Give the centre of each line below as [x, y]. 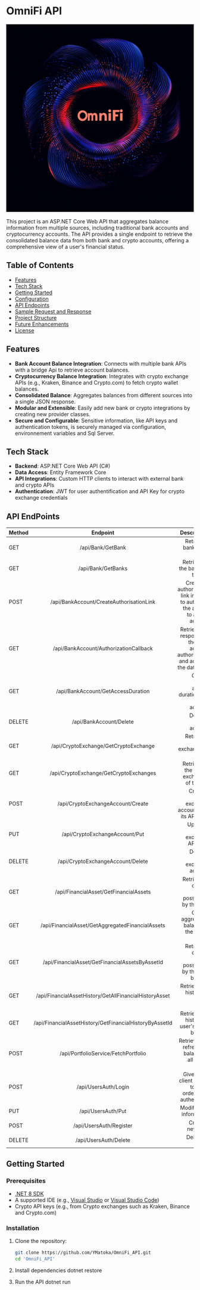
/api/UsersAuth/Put [103, 1111]
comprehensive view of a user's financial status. [65, 247]
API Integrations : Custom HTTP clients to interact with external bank [99, 479]
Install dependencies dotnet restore [58, 1270]
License [24, 330]
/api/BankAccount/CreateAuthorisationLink [103, 602]
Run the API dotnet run [43, 1282]
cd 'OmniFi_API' [35, 1259]
